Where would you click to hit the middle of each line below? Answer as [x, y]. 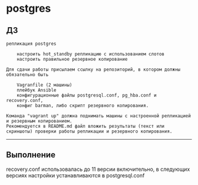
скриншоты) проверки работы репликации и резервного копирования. [89, 131]
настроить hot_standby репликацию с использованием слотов [91, 54]
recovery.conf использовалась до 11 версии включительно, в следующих [98, 169]
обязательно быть [27, 75]
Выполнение [31, 155]
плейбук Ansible [37, 90]
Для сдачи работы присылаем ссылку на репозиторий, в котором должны [93, 70]
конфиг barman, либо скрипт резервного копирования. [83, 105]
